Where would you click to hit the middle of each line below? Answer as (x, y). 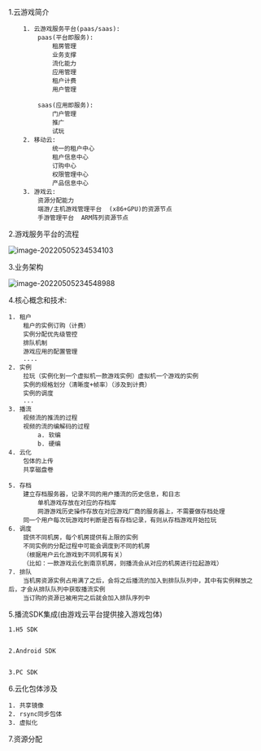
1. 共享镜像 (26, 705)
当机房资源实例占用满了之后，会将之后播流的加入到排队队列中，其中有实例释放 (135, 581)
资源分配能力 (56, 200)
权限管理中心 (70, 174)
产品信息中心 (70, 183)
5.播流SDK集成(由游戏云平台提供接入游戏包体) (85, 614)
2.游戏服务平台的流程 (44, 234)
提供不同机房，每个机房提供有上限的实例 (80, 538)
